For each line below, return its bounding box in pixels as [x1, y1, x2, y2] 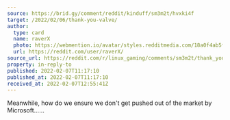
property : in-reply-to [7, 61, 72, 68]
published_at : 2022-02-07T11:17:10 [7, 73, 109, 81]
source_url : [7, 55, 41, 62]
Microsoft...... [7, 106, 44, 115]
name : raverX [13, 36, 51, 43]
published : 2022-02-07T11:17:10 [7, 67, 99, 74]
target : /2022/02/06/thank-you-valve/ [7, 16, 118, 23]
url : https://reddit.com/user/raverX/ [13, 49, 125, 56]
